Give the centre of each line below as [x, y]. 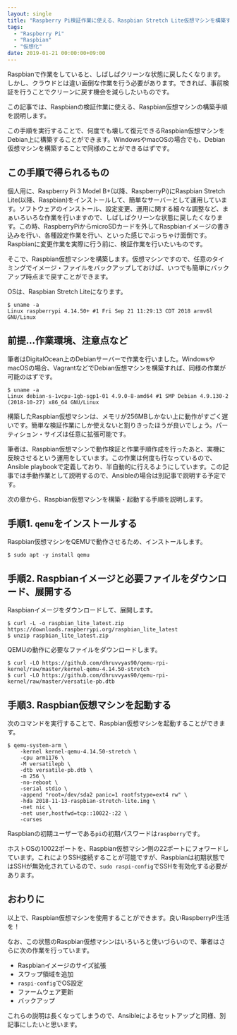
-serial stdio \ [44, 788]
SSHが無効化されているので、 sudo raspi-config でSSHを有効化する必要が [120, 866]
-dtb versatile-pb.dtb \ [56, 770]
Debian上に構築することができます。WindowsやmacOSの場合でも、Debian [116, 139]
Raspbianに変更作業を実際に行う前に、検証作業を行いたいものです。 [107, 243]
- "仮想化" [28, 47]
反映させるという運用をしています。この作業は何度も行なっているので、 [112, 458]
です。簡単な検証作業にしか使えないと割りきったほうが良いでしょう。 [115, 425]
